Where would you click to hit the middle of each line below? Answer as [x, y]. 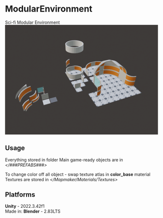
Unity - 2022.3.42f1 [25, 206]
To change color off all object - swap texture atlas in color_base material [78, 174]
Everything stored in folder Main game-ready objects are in [64, 160]
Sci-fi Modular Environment [33, 22]
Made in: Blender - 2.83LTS [33, 211]
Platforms [20, 195]
